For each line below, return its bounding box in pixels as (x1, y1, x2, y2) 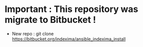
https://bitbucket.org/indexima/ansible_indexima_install (11, 36, 126, 42)
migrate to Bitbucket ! (4, 14, 96, 25)
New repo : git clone (11, 30, 54, 36)
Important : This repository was (4, 3, 138, 15)
